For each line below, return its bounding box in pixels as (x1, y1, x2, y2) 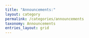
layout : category (5, 12, 41, 17)
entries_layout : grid (5, 26, 49, 31)
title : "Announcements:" (5, 7, 56, 12)
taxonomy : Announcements (5, 21, 56, 26)
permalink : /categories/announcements (5, 16, 84, 21)
